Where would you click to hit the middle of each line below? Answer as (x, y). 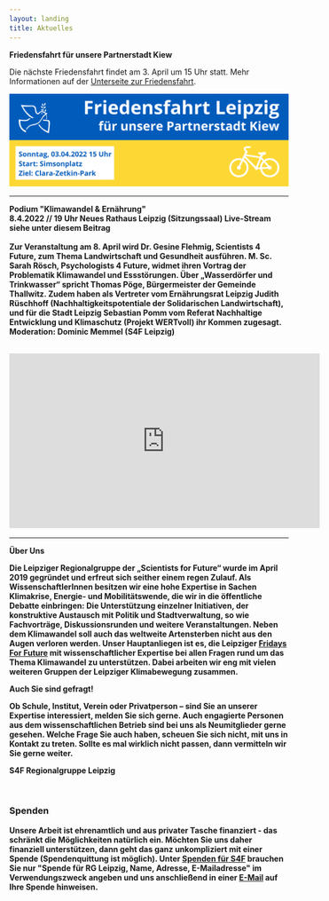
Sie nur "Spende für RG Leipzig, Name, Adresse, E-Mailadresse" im (135, 868)
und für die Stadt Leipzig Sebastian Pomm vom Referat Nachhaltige (136, 313)
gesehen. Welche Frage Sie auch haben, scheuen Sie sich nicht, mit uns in (149, 735)
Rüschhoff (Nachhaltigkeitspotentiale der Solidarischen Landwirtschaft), (146, 304)
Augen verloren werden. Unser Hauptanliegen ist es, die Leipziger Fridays (148, 644)
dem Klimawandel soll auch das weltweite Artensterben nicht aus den (141, 634)
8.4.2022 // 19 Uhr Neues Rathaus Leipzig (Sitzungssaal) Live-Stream (140, 218)
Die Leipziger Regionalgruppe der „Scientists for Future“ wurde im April (144, 568)
